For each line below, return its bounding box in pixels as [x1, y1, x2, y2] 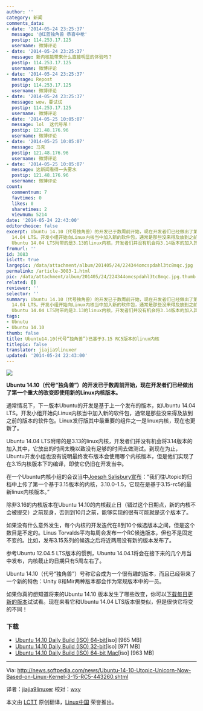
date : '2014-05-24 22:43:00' [6, 218, 80, 224]
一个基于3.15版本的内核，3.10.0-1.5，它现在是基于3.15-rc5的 [37, 481, 187, 488]
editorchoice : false [6, 223, 59, 229]
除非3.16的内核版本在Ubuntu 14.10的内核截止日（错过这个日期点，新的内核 [6, 501, 191, 508]
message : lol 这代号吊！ [11, 122, 72, 128]
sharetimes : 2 [11, 206, 47, 212]
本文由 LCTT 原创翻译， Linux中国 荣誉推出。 [6, 698, 118, 706]
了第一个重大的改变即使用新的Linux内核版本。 [6, 389, 121, 396]
